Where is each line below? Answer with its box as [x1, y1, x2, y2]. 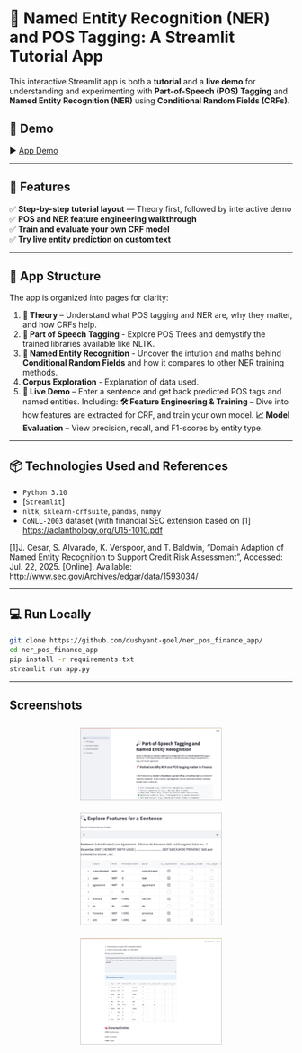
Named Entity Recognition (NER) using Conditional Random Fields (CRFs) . [9, 94, 290, 106]
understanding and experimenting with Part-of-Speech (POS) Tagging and [9, 85, 289, 96]
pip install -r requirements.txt [9, 655, 135, 664]
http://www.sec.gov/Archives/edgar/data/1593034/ [9, 571, 200, 582]
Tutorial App [9, 47, 104, 66]
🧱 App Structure [9, 269, 102, 284]
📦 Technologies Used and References [9, 458, 229, 473]
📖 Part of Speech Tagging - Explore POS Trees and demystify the [22, 329, 266, 340]
